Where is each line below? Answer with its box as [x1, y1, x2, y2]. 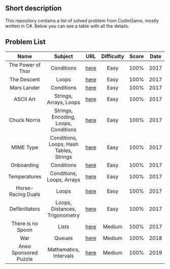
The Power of [8, 61, 41, 68]
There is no [11, 220, 38, 227]
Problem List [5, 38, 46, 46]
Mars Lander [9, 84, 40, 91]
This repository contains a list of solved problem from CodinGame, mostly [5, 17, 159, 23]
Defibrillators [9, 205, 40, 212]
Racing [9, 190, 26, 197]
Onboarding [10, 161, 39, 169]
